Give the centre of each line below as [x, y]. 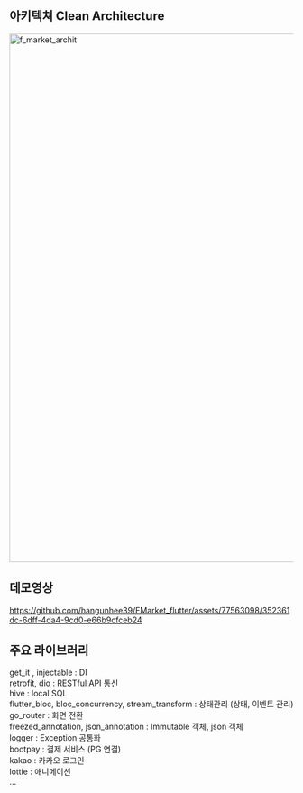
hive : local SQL [38, 694]
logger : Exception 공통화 [55, 738]
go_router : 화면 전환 [46, 715]
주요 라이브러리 [49, 651]
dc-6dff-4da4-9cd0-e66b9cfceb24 [76, 620]
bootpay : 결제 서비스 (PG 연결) [65, 749]
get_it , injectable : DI [48, 673]
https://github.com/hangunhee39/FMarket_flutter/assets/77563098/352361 [150, 610]
